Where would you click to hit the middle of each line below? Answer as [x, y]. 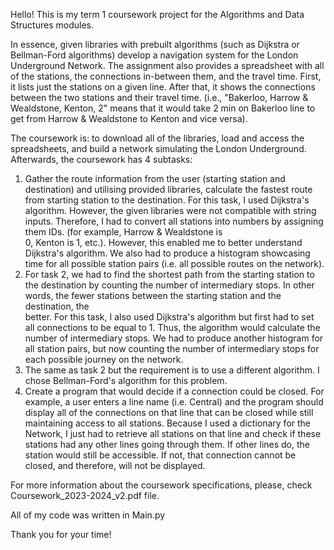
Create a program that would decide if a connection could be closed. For [174, 391]
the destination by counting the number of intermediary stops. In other [169, 285]
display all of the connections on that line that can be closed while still [169, 412]
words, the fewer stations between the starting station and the [153, 295]
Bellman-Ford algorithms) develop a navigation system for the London [154, 55]
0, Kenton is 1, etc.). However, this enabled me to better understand [163, 242]
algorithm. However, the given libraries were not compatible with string [170, 210]
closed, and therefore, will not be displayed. [115, 465]
